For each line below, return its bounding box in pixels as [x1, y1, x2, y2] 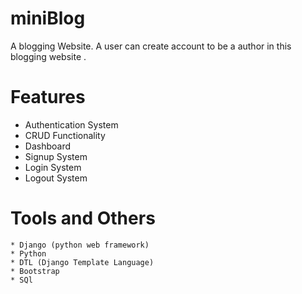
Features [10, 86, 86, 109]
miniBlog [10, 7, 86, 30]
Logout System [24, 172, 88, 184]
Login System [24, 161, 82, 173]
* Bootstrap [10, 266, 60, 276]
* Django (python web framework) [10, 240, 150, 250]
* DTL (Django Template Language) [10, 257, 155, 267]
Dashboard [24, 140, 72, 152]
